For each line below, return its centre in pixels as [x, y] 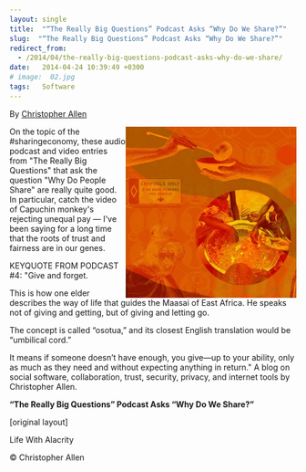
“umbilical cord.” [41, 340]
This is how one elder [50, 293]
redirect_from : [38, 48]
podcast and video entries [58, 151]
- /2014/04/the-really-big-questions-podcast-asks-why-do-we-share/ [150, 58]
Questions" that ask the [54, 170]
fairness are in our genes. [57, 247]
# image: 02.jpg [42, 78]
